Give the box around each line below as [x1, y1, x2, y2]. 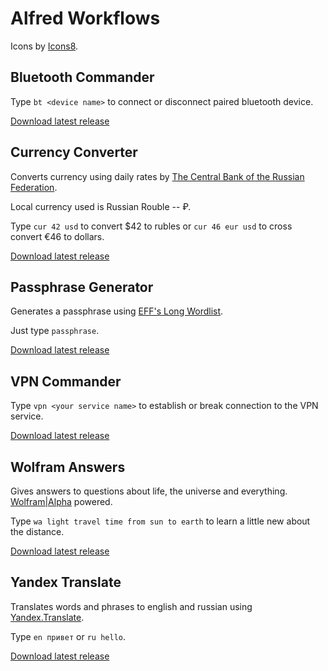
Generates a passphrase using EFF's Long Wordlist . [10, 305, 224, 317]
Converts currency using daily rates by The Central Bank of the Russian [10, 170, 305, 182]
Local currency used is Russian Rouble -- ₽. [10, 200, 192, 212]
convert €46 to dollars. [10, 230, 105, 242]
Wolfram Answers [10, 458, 126, 476]
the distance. [10, 526, 65, 537]
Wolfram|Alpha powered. [10, 496, 113, 507]
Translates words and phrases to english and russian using [10, 600, 253, 612]
